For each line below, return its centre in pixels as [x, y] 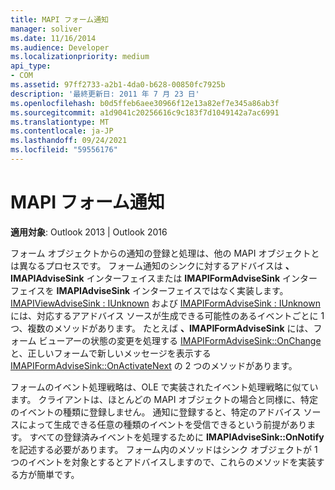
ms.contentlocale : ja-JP [62, 131]
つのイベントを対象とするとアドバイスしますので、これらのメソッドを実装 [163, 462]
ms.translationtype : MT [60, 122]
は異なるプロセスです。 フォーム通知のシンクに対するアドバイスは [146, 265]
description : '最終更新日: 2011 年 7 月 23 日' [105, 94]
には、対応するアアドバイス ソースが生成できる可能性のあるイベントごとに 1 [167, 315]
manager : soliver [46, 29]
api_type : [31, 66]
